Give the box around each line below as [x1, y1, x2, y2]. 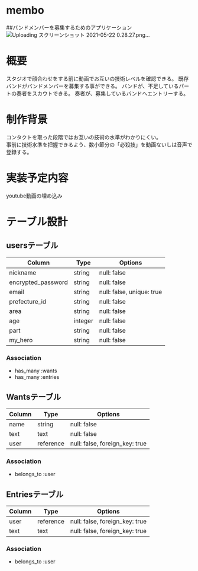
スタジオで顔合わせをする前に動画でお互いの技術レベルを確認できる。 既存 [6, 75, 189, 82]
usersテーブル [6, 241, 59, 251]
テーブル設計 [6, 215, 68, 228]
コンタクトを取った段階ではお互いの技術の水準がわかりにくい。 [6, 133, 161, 141]
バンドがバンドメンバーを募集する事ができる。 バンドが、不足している [6, 82, 179, 90]
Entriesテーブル [6, 489, 64, 499]
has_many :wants [14, 367, 57, 374]
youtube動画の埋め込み [6, 192, 63, 199]
